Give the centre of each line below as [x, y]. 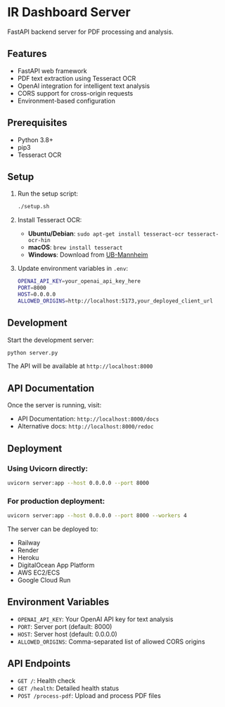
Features [27, 54]
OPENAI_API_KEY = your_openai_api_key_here [79, 281]
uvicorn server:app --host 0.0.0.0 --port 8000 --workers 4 [97, 516]
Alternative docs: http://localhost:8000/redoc [85, 426]
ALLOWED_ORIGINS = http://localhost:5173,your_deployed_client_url [115, 301]
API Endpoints [39, 664]
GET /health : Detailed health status [68, 688]
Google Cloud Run [44, 580]
